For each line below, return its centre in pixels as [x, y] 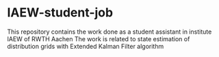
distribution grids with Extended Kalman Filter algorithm [86, 46]
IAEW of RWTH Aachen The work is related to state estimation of [99, 38]
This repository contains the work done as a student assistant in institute [109, 32]
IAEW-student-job [60, 13]
